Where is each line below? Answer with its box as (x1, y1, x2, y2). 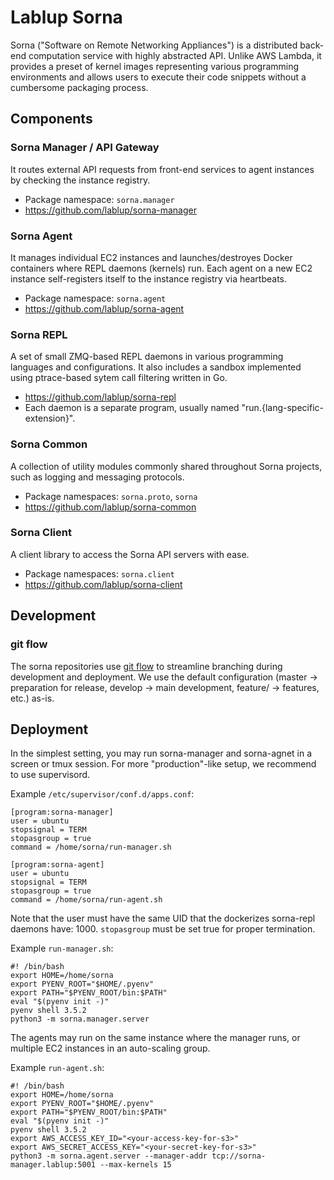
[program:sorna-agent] (10, 860, 105, 870)
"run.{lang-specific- (241, 402, 324, 414)
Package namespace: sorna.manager (24, 193, 175, 205)
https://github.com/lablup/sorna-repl (24, 391, 177, 403)
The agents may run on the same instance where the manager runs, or (10, 1032, 301, 1044)
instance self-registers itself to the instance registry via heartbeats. (10, 272, 288, 285)
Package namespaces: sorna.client (24, 567, 175, 580)
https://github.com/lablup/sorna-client (24, 578, 183, 590)
